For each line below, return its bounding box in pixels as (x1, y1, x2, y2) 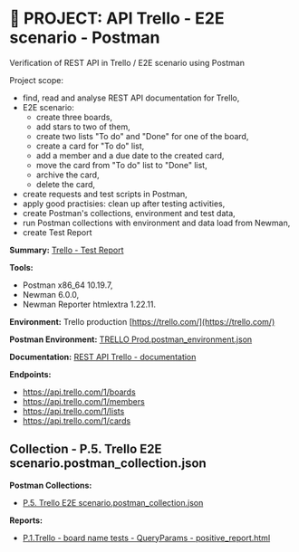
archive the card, (35, 169, 100, 180)
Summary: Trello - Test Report (9, 244, 124, 255)
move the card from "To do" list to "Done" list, (35, 159, 207, 170)
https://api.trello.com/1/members (22, 395, 145, 406)
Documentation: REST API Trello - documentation (9, 351, 197, 362)
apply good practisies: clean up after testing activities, (22, 198, 226, 209)
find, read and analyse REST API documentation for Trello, (22, 92, 240, 103)
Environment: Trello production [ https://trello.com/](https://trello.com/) (9, 316, 275, 327)
